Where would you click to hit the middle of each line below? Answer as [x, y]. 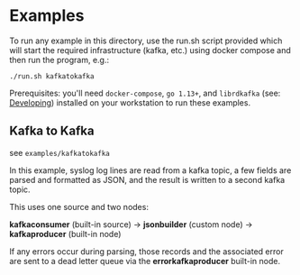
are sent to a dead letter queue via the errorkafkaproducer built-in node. [145, 261]
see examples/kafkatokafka [59, 152]
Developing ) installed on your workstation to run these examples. [130, 102]
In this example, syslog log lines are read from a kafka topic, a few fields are [150, 170]
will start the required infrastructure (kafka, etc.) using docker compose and [150, 50]
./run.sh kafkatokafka [52, 76]
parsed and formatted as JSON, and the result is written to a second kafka [147, 179]
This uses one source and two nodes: [79, 206]
